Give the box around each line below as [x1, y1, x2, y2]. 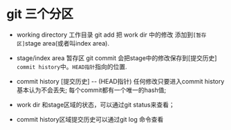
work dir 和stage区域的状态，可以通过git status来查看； [16, 100, 175, 109]
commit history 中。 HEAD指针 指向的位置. [16, 62, 127, 71]
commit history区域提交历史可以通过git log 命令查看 [16, 115, 164, 123]
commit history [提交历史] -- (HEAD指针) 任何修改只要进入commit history [16, 77, 225, 85]
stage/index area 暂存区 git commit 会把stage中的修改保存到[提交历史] [16, 53, 217, 62]
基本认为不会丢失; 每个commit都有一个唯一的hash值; [16, 86, 167, 94]
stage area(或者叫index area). [24, 39, 110, 47]
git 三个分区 [6, 6, 74, 22]
